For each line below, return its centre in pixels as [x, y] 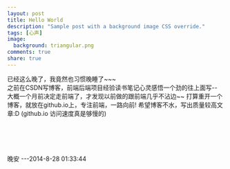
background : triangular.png [54, 46]
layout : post [26, 13]
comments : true [29, 52]
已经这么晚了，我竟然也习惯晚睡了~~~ [61, 79]
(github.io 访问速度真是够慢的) [64, 113]
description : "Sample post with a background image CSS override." [106, 26]
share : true [24, 59]
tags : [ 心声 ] [25, 33]
